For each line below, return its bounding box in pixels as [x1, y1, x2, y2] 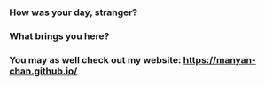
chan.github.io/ [9, 65, 78, 77]
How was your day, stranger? [9, 6, 138, 19]
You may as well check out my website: [9, 53, 182, 66]
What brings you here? [9, 29, 110, 42]
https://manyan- [183, 53, 257, 66]
